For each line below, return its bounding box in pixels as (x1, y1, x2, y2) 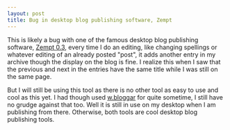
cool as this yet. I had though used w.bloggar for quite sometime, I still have (7, 93, 224, 101)
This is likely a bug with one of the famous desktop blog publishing (7, 35, 199, 44)
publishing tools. (7, 115, 55, 123)
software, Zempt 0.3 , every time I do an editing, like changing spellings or (7, 43, 217, 51)
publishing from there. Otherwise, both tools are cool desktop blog (7, 108, 198, 116)
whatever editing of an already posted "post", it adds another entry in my (7, 50, 216, 59)
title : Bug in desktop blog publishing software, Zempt (7, 17, 172, 24)
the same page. (7, 72, 52, 80)
